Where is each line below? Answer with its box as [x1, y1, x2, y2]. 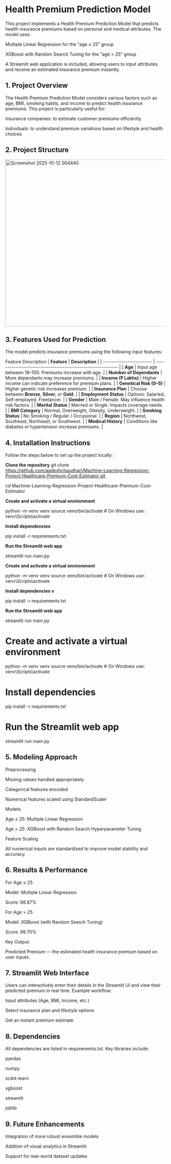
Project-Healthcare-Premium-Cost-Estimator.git [5, 473, 106, 479]
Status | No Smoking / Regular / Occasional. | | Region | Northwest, [5, 413, 147, 419]
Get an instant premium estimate [5, 1017, 74, 1024]
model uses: [5, 31, 31, 37]
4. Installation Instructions [5, 438, 91, 447]
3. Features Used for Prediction [5, 335, 106, 344]
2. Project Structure [5, 145, 69, 154]
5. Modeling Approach [5, 753, 77, 761]
